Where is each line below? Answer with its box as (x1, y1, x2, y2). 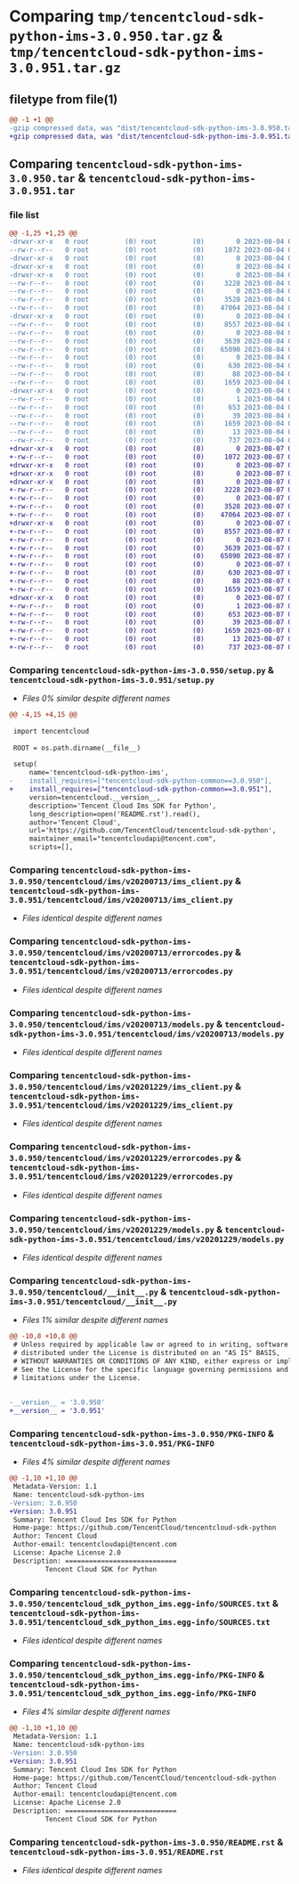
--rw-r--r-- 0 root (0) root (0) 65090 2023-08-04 (9, 345, 285, 353)
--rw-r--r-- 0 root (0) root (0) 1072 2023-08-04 (9, 246, 285, 255)
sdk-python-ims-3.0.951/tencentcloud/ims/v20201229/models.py (9, 1234, 285, 1244)
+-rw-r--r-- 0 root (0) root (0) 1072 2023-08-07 (9, 452, 285, 461)
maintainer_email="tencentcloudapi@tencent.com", (28, 834, 217, 843)
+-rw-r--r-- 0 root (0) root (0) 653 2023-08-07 (9, 610, 285, 619)
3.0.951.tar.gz (9, 60, 122, 77)
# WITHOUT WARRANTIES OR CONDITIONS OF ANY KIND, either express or (12, 1356, 273, 1366)
